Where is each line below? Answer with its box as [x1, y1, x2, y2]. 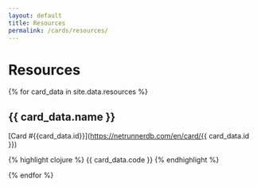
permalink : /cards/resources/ [8, 26, 109, 34]
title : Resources [8, 19, 66, 27]
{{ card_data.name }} [8, 110, 116, 123]
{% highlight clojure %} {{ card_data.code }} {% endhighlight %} [8, 155, 220, 165]
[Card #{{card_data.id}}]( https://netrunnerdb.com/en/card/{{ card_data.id [8, 131, 250, 141]
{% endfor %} [8, 170, 54, 180]
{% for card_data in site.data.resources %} [8, 87, 149, 96]
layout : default [8, 11, 62, 20]
